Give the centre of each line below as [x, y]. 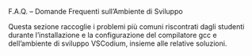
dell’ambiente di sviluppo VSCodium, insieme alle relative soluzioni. [118, 43]
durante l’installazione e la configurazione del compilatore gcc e [113, 35]
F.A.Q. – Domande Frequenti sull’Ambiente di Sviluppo [96, 11]
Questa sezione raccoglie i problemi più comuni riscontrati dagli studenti [126, 26]
